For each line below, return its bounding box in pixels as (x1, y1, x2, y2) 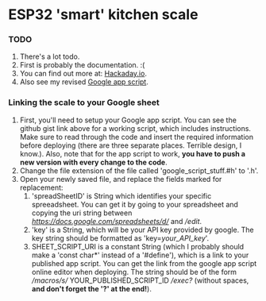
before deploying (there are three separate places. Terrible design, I (19, 141, 242, 150)
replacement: (19, 183, 64, 192)
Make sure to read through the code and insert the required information (19, 132, 254, 141)
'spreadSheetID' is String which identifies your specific (31, 191, 212, 200)
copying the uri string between (31, 208, 133, 218)
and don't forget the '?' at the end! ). (31, 284, 152, 293)
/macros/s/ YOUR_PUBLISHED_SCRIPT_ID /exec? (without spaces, (31, 276, 249, 285)
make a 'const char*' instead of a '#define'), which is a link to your (31, 250, 249, 260)
